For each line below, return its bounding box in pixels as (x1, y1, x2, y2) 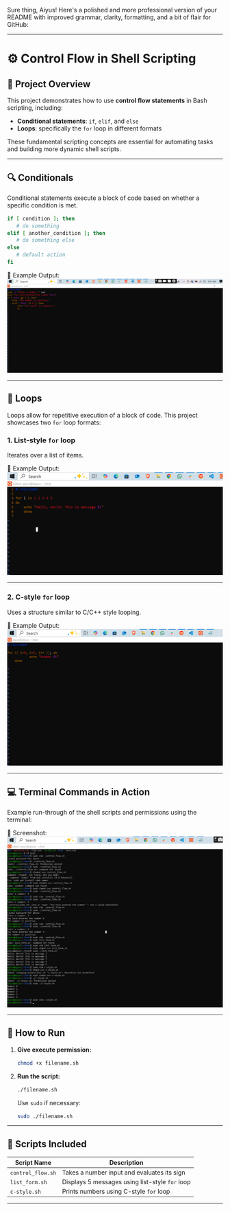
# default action (16, 251, 66, 258)
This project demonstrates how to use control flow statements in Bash (7, 96, 207, 104)
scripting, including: (7, 104, 63, 112)
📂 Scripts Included (7, 1138, 87, 1150)
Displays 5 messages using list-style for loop (62, 1178, 191, 1186)
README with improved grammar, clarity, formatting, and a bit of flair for (7, 13, 212, 21)
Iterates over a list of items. (7, 451, 84, 460)
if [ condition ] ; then (7, 215, 75, 222)
